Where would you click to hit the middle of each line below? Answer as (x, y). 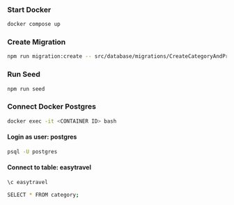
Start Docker (29, 10)
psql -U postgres (32, 151)
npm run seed (26, 89)
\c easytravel (28, 182)
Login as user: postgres (42, 137)
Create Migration (37, 42)
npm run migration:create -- (49, 56)
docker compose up (34, 24)
